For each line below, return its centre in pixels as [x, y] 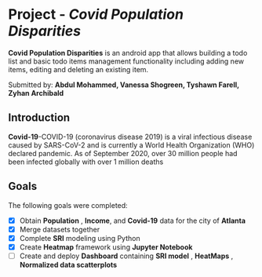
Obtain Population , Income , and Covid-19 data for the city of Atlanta [132, 221]
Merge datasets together [60, 229]
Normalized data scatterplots [68, 264]
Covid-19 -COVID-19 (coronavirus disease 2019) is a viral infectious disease [130, 137]
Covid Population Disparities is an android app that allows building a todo [128, 53]
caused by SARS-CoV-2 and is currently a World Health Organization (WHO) [131, 145]
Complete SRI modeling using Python [80, 238]
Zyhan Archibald [36, 93]
